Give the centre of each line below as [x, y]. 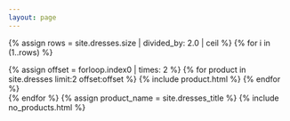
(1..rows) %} [31, 52]
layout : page [32, 17]
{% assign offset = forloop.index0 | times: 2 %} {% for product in [127, 69]
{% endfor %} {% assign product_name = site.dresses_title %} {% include [144, 98]
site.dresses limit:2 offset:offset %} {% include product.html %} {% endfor [145, 79]
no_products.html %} [47, 107]
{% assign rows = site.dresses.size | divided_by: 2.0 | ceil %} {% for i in [139, 43]
